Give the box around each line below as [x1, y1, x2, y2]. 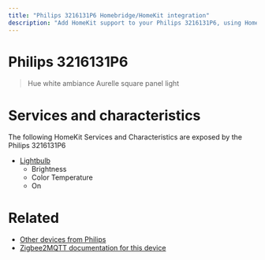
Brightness [31, 165, 67, 174]
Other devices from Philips [19, 235, 106, 244]
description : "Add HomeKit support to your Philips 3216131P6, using [8, 19, 242, 27]
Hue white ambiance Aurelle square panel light [27, 79, 180, 88]
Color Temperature [31, 173, 93, 182]
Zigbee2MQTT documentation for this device [19, 243, 166, 253]
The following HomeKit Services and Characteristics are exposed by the [8, 132, 243, 142]
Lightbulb [19, 156, 51, 165]
